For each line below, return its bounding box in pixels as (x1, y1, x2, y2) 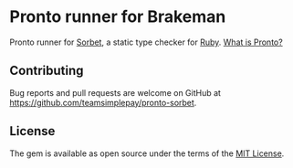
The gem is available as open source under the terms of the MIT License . (9, 148, 285, 159)
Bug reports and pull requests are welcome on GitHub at (9, 87, 222, 98)
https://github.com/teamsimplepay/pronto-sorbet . (9, 97, 197, 108)
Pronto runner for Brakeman (9, 6, 226, 27)
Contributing (9, 63, 84, 79)
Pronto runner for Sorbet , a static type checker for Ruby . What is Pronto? (9, 37, 283, 47)
